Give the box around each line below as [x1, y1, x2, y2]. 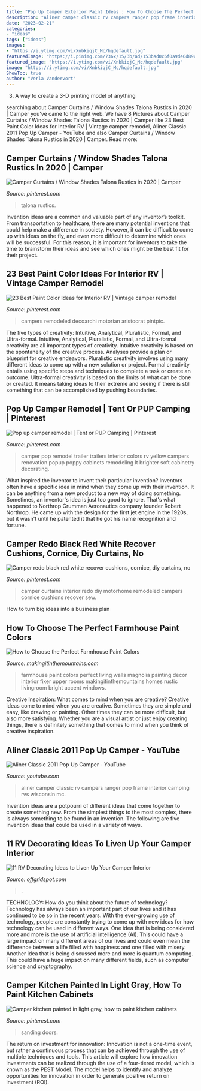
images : [6, 43, 26, 49]
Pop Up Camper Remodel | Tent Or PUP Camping [6, 404, 190, 414]
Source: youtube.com [6, 772, 60, 780]
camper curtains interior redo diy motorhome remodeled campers [20, 588, 184, 595]
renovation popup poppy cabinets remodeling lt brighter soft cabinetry [20, 458, 195, 466]
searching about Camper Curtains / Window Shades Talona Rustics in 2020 [6, 104, 193, 111]
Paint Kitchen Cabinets [6, 990, 94, 1000]
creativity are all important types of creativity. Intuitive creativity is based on [6, 341, 193, 349]
